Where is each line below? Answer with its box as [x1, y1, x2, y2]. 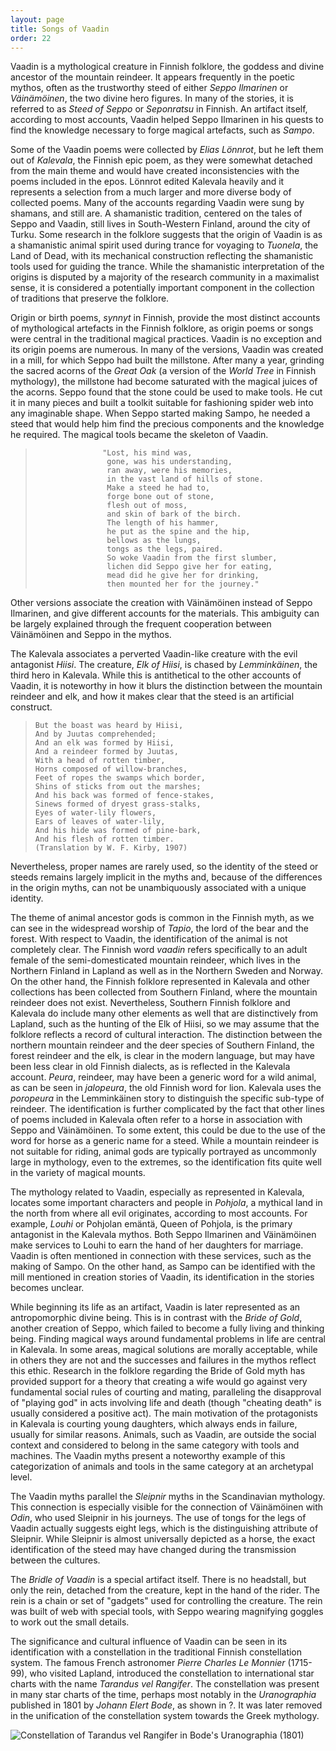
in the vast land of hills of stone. [106, 474, 264, 485]
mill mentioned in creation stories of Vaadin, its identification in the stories [10, 1271, 315, 1283]
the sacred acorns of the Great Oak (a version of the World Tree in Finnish [10, 365, 317, 377]
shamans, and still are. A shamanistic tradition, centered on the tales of [10, 207, 303, 220]
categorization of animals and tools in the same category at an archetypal [10, 1461, 314, 1473]
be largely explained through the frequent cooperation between [10, 618, 272, 630]
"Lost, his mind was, [102, 448, 193, 458]
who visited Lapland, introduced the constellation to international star [29, 1667, 315, 1680]
